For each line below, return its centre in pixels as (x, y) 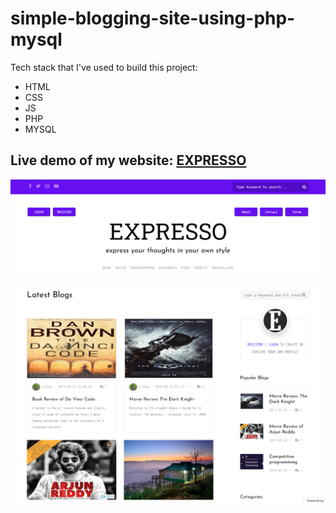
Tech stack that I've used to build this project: (104, 67)
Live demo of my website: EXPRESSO (128, 160)
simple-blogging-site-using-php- (153, 18)
